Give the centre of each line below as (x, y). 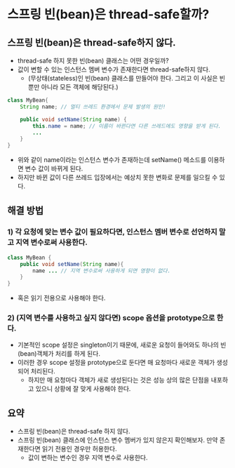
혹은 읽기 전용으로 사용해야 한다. (61, 298)
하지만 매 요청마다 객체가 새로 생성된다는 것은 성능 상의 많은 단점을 (119, 380)
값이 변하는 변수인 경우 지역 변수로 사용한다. (88, 457)
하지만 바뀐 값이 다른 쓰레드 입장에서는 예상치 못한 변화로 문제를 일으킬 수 (117, 178)
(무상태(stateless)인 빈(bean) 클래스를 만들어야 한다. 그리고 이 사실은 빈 (127, 78)
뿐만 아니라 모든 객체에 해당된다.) (73, 87)
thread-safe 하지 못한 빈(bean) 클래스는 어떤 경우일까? (93, 61)
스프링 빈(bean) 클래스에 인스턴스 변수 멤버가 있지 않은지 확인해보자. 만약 (118, 440)
